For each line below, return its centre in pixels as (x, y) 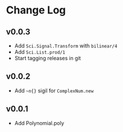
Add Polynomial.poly (39, 123)
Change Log (36, 10)
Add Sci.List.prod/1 (40, 52)
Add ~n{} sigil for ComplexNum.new (54, 91)
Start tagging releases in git (48, 58)
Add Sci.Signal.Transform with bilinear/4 (66, 46)
